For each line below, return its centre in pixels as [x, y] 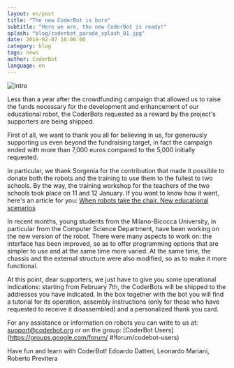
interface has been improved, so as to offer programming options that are [113, 243]
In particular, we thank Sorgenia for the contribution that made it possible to [116, 170]
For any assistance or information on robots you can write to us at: [103, 323]
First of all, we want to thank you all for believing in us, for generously [107, 135]
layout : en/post [31, 14]
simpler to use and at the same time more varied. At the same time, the [109, 251]
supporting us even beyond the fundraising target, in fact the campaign [110, 142]
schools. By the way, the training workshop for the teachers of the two [109, 185]
